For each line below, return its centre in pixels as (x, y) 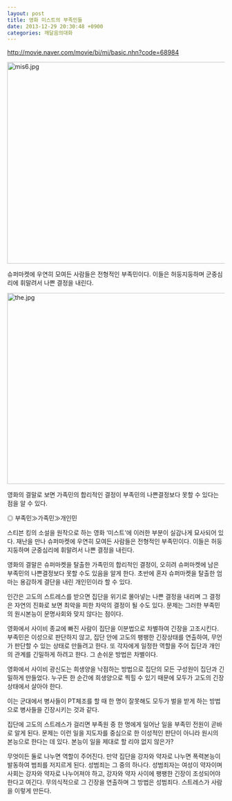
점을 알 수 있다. (28, 503)
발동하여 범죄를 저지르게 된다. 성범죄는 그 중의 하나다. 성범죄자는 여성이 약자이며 (115, 765)
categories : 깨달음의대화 (40, 33)
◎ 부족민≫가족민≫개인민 (42, 518)
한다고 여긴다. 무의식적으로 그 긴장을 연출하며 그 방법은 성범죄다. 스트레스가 (108, 782)
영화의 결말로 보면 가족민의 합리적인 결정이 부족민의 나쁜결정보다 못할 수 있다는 (113, 495)
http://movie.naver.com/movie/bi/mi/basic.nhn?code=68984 (93, 52)
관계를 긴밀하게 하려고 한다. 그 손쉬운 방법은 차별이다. (86, 655)
